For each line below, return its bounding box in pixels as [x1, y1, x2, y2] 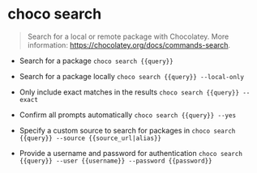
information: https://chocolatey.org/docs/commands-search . [27, 40, 231, 49]
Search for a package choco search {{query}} [19, 56, 173, 65]
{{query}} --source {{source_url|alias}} [19, 134, 161, 142]
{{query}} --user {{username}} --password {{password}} [19, 157, 212, 165]
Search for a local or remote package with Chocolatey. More [27, 32, 229, 41]
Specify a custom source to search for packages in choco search [19, 125, 236, 135]
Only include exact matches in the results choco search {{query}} [19, 86, 240, 97]
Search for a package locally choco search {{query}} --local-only [19, 71, 245, 81]
